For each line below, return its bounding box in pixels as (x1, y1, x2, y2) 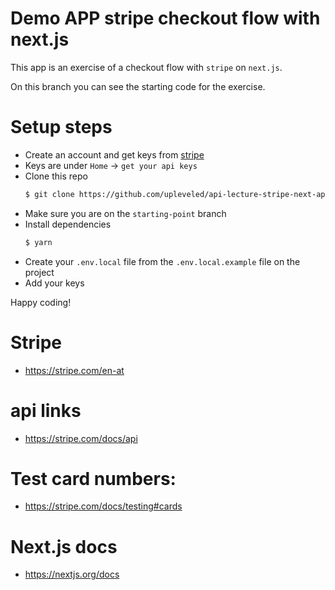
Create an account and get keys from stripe (24, 148, 205, 161)
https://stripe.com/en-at (24, 364, 125, 376)
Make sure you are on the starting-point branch (24, 207, 227, 219)
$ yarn (24, 237, 53, 247)
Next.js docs (10, 535, 118, 558)
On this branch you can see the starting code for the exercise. (10, 80, 266, 92)
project (24, 266, 55, 278)
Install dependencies (24, 218, 112, 230)
